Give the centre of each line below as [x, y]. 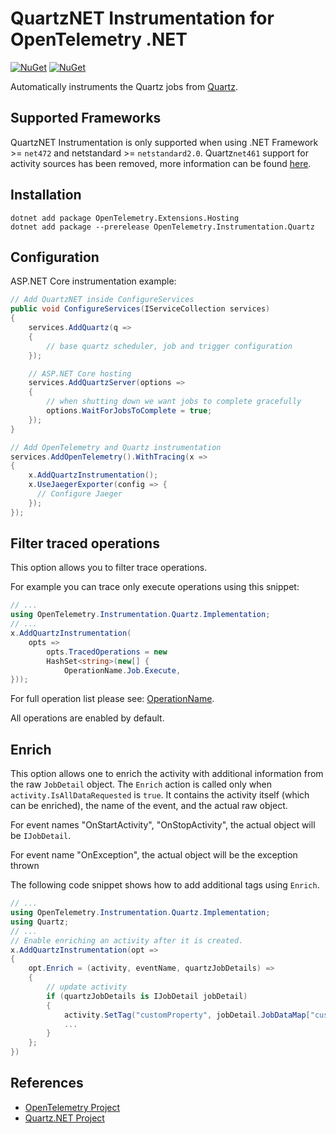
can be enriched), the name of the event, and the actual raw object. [149, 806]
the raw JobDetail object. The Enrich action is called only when [141, 784]
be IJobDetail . [41, 836]
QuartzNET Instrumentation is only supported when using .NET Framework [164, 142]
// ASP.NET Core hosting [80, 373]
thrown [25, 866]
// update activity [87, 987]
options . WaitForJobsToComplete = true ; [129, 411]
